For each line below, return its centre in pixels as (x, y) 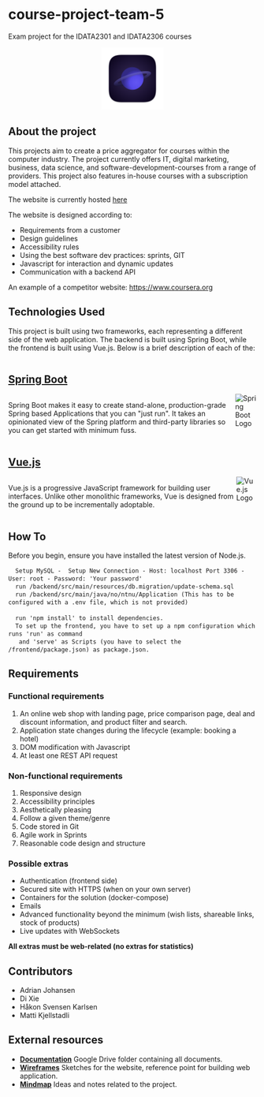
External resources (56, 1040)
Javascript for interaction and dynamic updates (96, 263)
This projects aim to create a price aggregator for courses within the (119, 151)
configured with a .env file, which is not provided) (99, 603)
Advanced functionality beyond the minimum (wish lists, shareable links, (137, 914)
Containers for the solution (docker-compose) (94, 897)
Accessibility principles (57, 801)
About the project (52, 132)
